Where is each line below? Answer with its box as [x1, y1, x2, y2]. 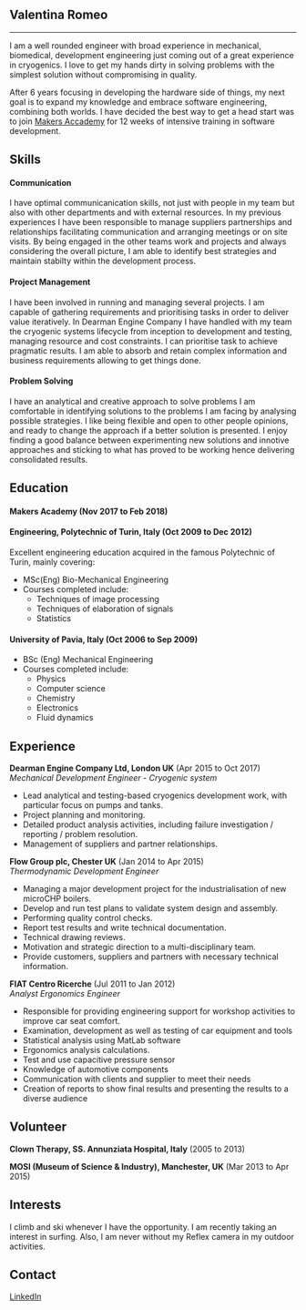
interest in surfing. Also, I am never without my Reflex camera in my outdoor [9, 1231, 294, 1242]
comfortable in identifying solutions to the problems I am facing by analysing [9, 405, 297, 416]
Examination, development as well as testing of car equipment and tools [22, 1025, 293, 1037]
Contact [9, 1267, 56, 1283]
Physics [36, 673, 66, 684]
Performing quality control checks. [22, 913, 153, 924]
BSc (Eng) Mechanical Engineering [22, 654, 154, 665]
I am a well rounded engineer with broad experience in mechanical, [9, 40, 262, 51]
